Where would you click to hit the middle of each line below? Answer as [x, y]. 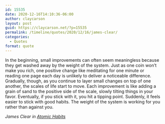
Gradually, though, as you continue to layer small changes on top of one [78, 81]
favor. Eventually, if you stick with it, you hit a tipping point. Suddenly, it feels [83, 97]
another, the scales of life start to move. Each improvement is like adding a [81, 86]
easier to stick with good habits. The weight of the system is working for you [83, 101]
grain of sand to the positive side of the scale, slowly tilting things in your [79, 91]
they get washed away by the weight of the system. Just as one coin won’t [81, 65]
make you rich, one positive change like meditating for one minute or [75, 70]
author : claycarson [25, 19]
